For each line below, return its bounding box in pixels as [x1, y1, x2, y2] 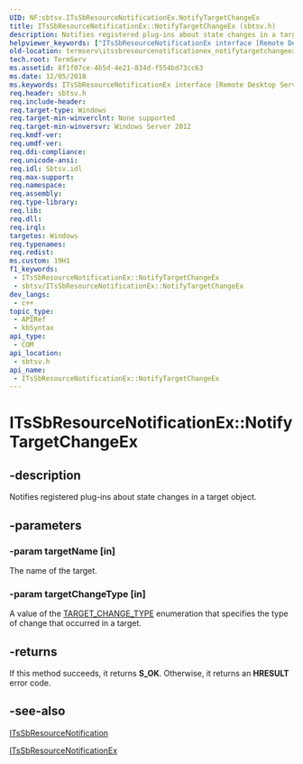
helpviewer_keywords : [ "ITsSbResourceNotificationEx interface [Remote [9, 38, 284, 48]
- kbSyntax [13, 324, 54, 333]
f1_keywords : [9, 265, 59, 274]
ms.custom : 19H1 [9, 256, 70, 266]
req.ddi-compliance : [9, 147, 87, 156]
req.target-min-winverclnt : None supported [9, 114, 176, 123]
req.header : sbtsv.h [9, 88, 87, 97]
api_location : [9, 348, 63, 357]
